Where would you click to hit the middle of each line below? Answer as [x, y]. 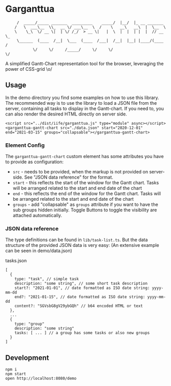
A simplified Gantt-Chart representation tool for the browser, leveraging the [84, 63]
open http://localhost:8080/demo [41, 379]
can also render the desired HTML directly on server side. [66, 114]
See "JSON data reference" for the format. [69, 177]
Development [27, 358]
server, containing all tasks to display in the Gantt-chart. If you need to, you [85, 108]
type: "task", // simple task [47, 279]
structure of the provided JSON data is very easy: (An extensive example [82, 245]
